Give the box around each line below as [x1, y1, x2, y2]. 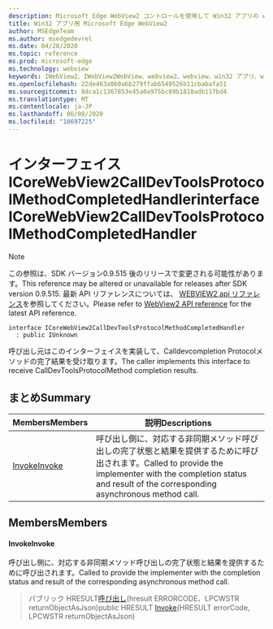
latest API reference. [8, 308, 77, 318]
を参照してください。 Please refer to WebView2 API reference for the [22, 298, 252, 309]
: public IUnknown [15, 331, 79, 339]
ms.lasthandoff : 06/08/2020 [8, 111, 104, 119]
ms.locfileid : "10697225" [8, 118, 96, 126]
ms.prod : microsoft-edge [8, 58, 93, 66]
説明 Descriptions [145, 417, 212, 428]
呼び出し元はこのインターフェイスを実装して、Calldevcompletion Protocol [8, 346, 256, 356]
